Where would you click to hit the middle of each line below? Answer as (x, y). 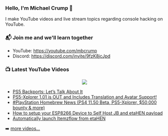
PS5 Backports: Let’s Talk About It (48, 91)
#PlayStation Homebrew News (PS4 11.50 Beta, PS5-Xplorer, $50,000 (85, 102)
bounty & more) (29, 107)
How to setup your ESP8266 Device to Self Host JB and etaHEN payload (88, 113)
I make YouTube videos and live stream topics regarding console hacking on (84, 19)
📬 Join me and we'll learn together (49, 38)
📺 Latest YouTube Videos (37, 69)
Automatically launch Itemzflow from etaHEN (59, 118)
